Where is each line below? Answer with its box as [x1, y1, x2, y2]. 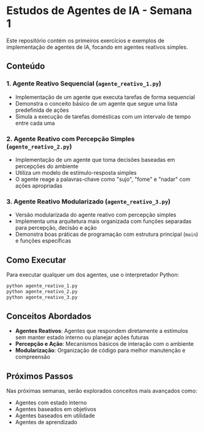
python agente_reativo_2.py [6, 288, 78, 295]
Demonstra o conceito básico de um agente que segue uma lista [15, 100, 178, 107]
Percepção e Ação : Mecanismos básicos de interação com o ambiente [15, 340, 194, 348]
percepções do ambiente [15, 163, 79, 170]
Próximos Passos [6, 371, 73, 381]
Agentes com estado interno [15, 399, 87, 406]
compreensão [15, 353, 51, 361]
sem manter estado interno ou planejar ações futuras [15, 334, 149, 341]
